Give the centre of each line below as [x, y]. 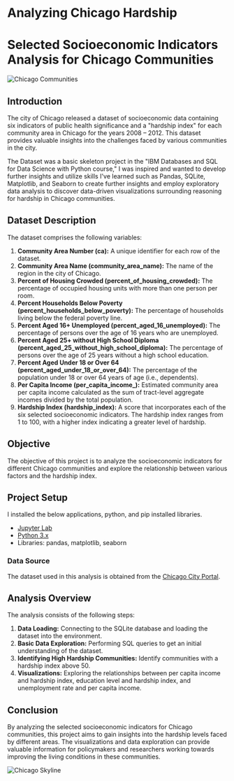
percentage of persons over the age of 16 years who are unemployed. [118, 332]
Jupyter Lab [35, 528]
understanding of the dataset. [60, 651]
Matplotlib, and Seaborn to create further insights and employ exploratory [113, 183]
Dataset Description [52, 221]
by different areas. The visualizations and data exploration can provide [109, 742]
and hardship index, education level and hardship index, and [104, 681]
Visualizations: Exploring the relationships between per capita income [119, 673]
